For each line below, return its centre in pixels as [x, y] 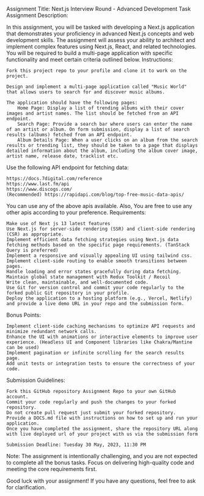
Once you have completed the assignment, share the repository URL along [102, 429]
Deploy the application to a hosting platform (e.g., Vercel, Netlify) [99, 298]
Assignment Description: [37, 15]
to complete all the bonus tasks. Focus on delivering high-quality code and [100, 462]
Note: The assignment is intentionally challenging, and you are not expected [102, 456]
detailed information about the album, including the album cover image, [102, 151]
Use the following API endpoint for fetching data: [68, 167]
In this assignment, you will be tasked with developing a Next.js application [100, 27]
